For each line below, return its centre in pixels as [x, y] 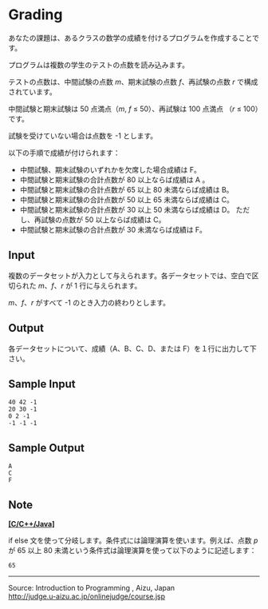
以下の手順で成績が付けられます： [64, 153]
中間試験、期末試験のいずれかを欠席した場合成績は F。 [110, 169]
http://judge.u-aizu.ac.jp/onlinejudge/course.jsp [87, 596]
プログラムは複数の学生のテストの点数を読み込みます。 [99, 65]
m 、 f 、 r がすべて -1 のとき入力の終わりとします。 [89, 302]
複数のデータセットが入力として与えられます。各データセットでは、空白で [130, 275]
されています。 [33, 92]
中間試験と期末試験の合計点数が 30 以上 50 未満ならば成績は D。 [127, 209]
